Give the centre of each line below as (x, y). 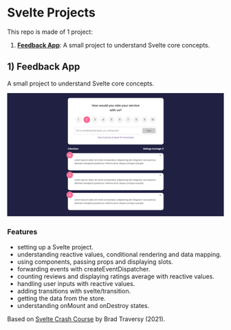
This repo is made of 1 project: (50, 32)
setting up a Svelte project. (55, 247)
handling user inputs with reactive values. (76, 283)
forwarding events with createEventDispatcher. (84, 269)
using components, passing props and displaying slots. (95, 261)
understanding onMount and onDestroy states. (83, 305)
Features (22, 232)
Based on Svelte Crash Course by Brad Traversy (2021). (86, 319)
